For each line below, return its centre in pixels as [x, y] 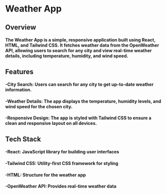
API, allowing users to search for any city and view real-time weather [78, 51]
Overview [21, 27]
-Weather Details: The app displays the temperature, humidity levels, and [83, 101]
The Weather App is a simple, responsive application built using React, [80, 40]
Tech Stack [23, 139]
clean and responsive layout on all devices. [51, 123]
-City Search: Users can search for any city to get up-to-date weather [79, 84]
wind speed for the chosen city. [39, 106]
